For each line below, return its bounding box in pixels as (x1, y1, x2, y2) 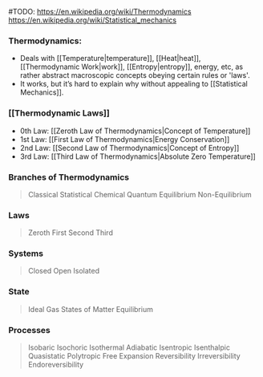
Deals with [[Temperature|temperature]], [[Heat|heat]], (19, 54, 201, 63)
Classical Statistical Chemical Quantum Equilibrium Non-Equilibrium (27, 189, 253, 199)
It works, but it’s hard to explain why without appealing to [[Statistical (19, 79, 249, 89)
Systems (8, 248, 44, 259)
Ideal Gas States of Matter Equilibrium (27, 304, 154, 314)
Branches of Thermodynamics (8, 172, 130, 183)
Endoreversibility (27, 360, 84, 370)
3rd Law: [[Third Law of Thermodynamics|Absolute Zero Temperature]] (19, 152, 257, 161)
